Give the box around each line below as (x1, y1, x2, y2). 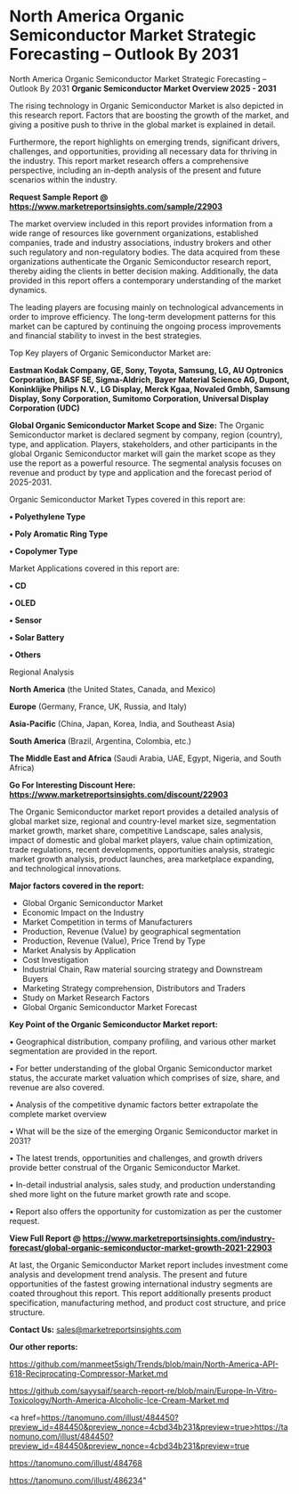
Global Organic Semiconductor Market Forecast (21, 1001, 198, 1012)
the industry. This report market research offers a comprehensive (9, 155, 249, 166)
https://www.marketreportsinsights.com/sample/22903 (9, 200, 223, 211)
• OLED (9, 597, 36, 608)
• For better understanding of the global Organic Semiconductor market (9, 1063, 273, 1074)
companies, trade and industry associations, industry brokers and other (9, 237, 271, 248)
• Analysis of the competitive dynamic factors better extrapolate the (9, 1098, 259, 1110)
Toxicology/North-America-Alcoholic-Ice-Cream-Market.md (9, 1394, 230, 1405)
